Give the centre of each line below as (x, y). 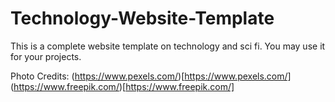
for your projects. (46, 56)
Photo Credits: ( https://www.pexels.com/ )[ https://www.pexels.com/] (151, 76)
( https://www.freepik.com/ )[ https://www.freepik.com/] (122, 86)
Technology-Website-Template (142, 18)
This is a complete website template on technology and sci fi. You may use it (168, 46)
